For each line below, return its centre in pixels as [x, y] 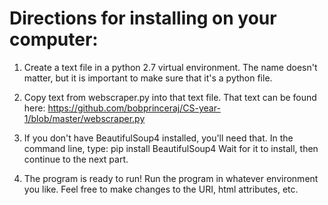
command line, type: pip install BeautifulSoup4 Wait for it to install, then [171, 148]
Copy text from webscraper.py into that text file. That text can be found [170, 97]
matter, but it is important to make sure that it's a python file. [148, 78]
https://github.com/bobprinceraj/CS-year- [134, 108]
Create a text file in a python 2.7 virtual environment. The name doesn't [170, 67]
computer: [54, 39]
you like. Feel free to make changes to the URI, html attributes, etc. [161, 189]
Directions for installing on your [143, 18]
